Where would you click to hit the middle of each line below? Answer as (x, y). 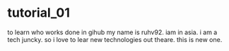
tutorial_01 (39, 13)
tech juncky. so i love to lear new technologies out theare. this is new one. (115, 39)
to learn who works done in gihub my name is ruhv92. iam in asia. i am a (112, 32)
